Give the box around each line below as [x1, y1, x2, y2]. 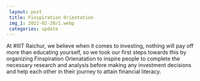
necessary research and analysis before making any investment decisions [6, 62, 191, 69]
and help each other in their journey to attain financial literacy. [6, 68, 162, 76]
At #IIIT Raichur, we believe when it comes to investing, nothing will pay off [6, 42, 194, 50]
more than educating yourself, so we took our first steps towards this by [6, 49, 187, 56]
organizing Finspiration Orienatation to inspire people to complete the [6, 55, 181, 62]
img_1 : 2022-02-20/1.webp [9, 20, 75, 26]
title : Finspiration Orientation [9, 15, 94, 21]
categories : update [9, 25, 59, 32]
